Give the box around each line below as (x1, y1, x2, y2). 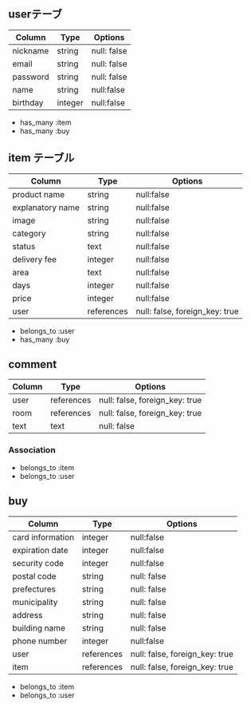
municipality (12, 596, 58, 607)
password (12, 71, 49, 82)
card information (12, 532, 74, 543)
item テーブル (8, 151, 75, 165)
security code (12, 557, 65, 568)
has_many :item (19, 117, 72, 127)
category (12, 227, 46, 239)
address (12, 609, 43, 620)
